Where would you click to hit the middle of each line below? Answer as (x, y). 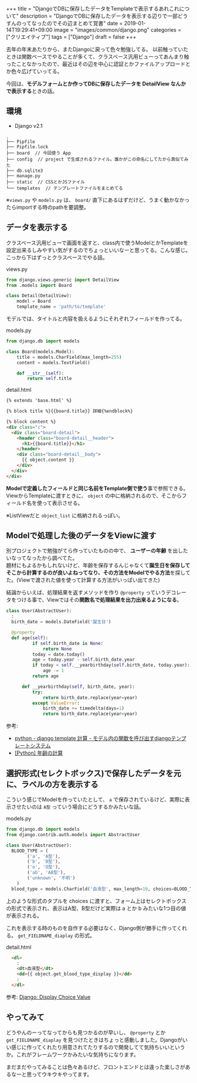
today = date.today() (58, 654)
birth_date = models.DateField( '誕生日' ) (61, 622)
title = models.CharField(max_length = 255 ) (69, 357)
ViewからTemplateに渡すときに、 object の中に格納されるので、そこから (94, 495)
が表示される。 (24, 915)
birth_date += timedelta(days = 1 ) (84, 708)
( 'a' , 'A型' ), (44, 856)
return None (57, 649)
